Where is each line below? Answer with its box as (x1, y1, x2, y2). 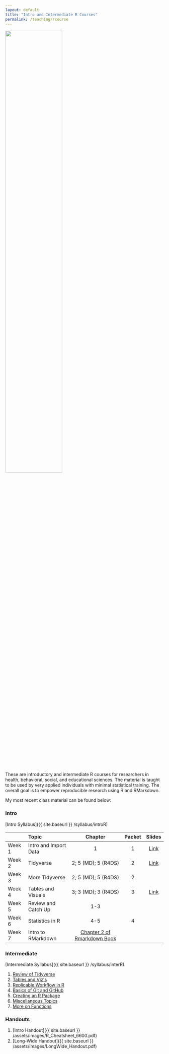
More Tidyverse (28, 874, 66, 881)
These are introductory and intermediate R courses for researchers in (5, 771, 149, 778)
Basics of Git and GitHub (12, 987, 64, 993)
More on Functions (12, 1003, 52, 1009)
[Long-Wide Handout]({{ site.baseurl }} (12, 1038, 94, 1044)
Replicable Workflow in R (12, 981, 64, 988)
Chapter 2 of (80, 929, 111, 936)
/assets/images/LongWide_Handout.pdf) (12, 1043, 97, 1049)
